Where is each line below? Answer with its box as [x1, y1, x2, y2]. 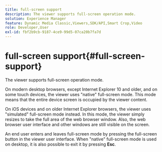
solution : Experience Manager [5, 16, 67, 21]
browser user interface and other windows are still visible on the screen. [5, 121, 150, 127]
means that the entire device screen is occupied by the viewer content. [5, 97, 147, 102]
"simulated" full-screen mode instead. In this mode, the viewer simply [5, 111, 145, 117]
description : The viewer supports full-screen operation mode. [5, 12, 136, 17]
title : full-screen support [5, 7, 62, 12]
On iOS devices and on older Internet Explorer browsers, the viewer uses [5, 106, 151, 112]
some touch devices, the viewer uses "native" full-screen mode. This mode [5, 91, 156, 97]
